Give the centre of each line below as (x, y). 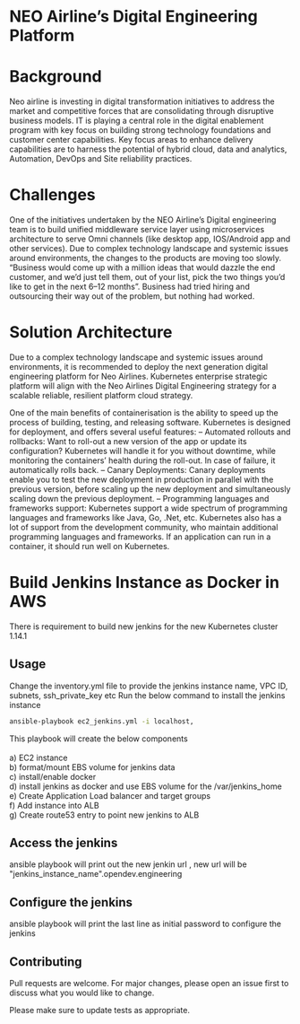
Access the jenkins (64, 843)
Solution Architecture (91, 333)
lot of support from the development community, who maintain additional (144, 527)
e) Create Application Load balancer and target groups (110, 795)
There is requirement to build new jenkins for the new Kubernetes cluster (144, 626)
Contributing (46, 962)
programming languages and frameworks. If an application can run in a (140, 537)
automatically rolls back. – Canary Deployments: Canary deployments (137, 470)
